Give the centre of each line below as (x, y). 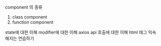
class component (30, 17)
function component (33, 22)
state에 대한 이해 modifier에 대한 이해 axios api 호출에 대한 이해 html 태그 (76, 32)
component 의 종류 (24, 7)
